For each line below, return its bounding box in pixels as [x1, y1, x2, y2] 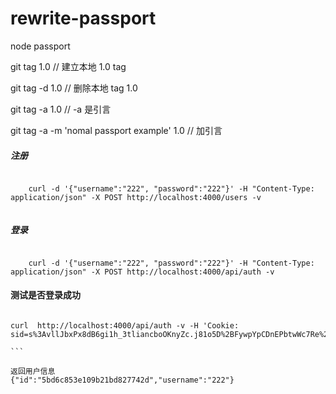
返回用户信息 [10, 367, 56, 377]
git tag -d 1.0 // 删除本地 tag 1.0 [10, 82, 138, 94]
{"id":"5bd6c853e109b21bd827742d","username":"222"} [10, 375, 235, 386]
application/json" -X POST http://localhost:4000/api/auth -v [10, 267, 275, 277]
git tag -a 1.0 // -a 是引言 [10, 103, 112, 115]
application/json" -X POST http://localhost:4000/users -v [10, 192, 262, 202]
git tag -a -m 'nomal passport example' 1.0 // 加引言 [10, 124, 223, 136]
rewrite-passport [10, 7, 157, 30]
